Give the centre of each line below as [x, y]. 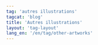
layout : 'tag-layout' [33, 28]
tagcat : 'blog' [25, 17]
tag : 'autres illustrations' [42, 11]
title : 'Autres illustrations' [44, 22]
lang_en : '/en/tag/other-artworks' [50, 33]
